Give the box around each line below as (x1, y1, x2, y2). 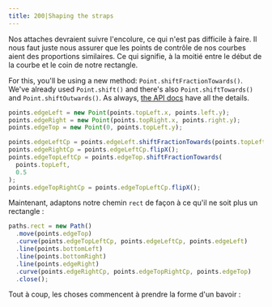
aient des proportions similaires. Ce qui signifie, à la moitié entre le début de (8, 51, 262, 61)
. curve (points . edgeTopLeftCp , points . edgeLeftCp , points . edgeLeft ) (15, 237, 249, 245)
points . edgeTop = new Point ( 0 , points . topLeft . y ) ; (8, 123, 183, 132)
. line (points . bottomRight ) (15, 252, 107, 260)
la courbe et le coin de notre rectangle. (8, 60, 138, 70)
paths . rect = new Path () (8, 222, 92, 231)
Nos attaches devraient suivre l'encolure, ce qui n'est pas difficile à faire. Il (8, 34, 257, 44)
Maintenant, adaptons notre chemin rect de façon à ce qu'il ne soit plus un (8, 198, 258, 207)
